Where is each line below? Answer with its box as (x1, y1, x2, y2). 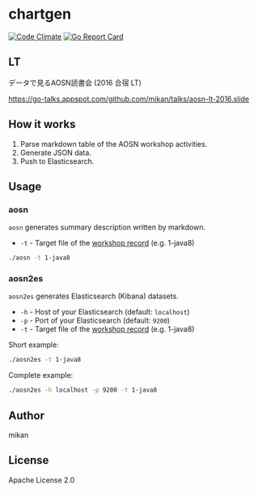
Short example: (8, 340, 59, 349)
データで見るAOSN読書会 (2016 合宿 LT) (8, 78, 142, 88)
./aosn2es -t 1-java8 (8, 356, 82, 364)
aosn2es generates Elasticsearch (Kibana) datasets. (8, 291, 180, 301)
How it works (8, 118, 76, 131)
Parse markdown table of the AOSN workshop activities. (19, 139, 208, 148)
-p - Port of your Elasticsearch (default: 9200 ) (19, 315, 171, 325)
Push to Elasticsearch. (19, 156, 95, 166)
